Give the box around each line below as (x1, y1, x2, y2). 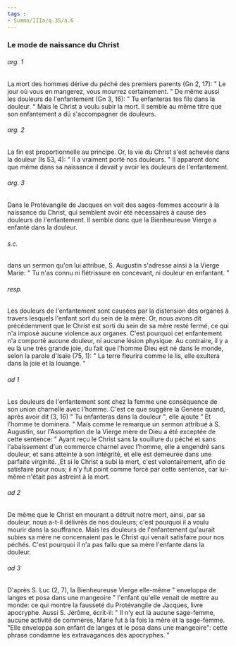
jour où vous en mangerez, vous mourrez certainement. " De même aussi (7, 87, 220, 95)
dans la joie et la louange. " (7, 359, 86, 368)
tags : (7, 10, 27, 18)
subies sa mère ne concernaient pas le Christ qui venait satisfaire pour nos (7, 532, 225, 541)
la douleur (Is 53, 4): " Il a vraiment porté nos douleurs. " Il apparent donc (7, 155, 220, 163)
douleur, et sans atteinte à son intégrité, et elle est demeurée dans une (7, 450, 212, 458)
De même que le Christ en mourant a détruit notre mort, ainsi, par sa (7, 510, 206, 519)
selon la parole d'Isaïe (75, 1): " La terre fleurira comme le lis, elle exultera (7, 352, 221, 360)
